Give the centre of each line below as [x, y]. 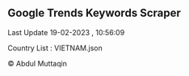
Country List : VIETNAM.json [55, 48]
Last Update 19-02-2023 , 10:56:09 [66, 32]
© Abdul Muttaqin [38, 63]
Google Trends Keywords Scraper [94, 13]
